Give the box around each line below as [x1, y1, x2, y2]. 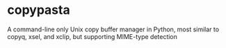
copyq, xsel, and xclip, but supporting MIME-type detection [7, 32, 177, 40]
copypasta [7, 2, 71, 18]
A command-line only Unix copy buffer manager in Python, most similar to [7, 25, 220, 33]
